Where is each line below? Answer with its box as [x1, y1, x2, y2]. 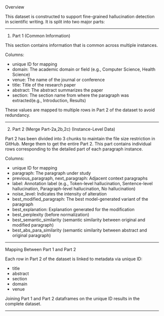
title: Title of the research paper [12, 82, 76, 87]
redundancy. [5, 112, 31, 118]
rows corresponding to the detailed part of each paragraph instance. [5, 146, 143, 152]
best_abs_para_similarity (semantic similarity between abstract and [12, 227, 147, 233]
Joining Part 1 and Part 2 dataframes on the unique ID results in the [5, 295, 140, 301]
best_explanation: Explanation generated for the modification [12, 207, 135, 212]
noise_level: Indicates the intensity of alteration [12, 191, 107, 197]
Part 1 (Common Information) [12, 33, 71, 39]
